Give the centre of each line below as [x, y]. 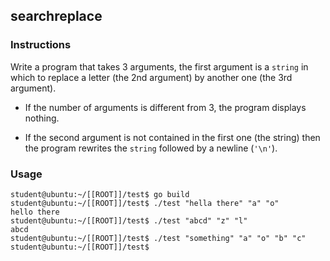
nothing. [42, 118]
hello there [35, 212]
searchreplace [56, 16]
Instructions [41, 45]
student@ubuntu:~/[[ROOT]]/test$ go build [100, 194]
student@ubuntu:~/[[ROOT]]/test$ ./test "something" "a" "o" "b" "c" [158, 238]
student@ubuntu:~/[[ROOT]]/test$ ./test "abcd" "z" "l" [129, 220]
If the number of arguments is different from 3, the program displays [165, 107]
